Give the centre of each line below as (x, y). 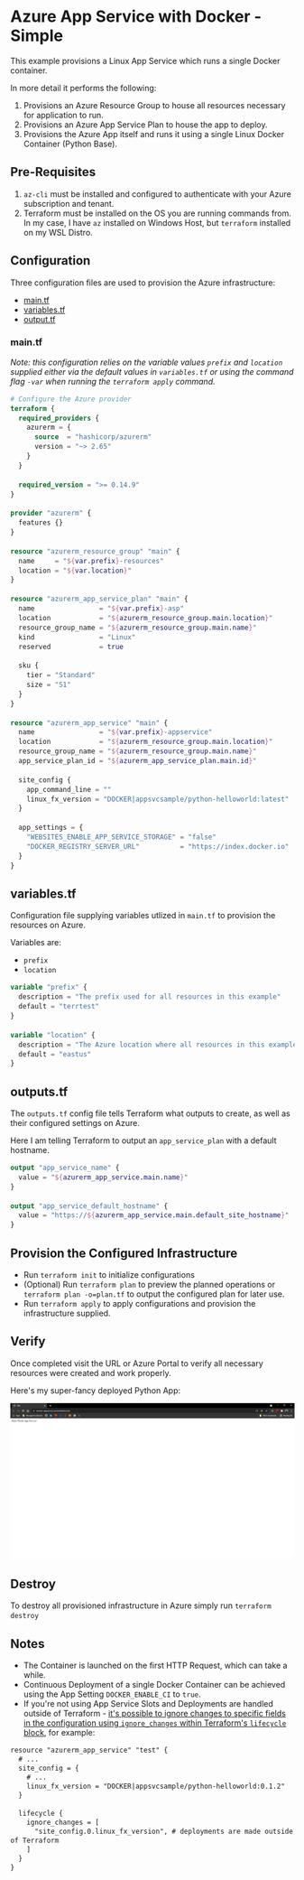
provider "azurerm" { (51, 513)
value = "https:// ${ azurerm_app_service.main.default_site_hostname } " (154, 1215)
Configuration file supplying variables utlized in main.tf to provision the (143, 916)
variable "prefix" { (49, 987)
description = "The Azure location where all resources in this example (158, 1045)
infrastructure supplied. (67, 1313)
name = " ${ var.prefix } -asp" (101, 609)
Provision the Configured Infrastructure (124, 1253)
